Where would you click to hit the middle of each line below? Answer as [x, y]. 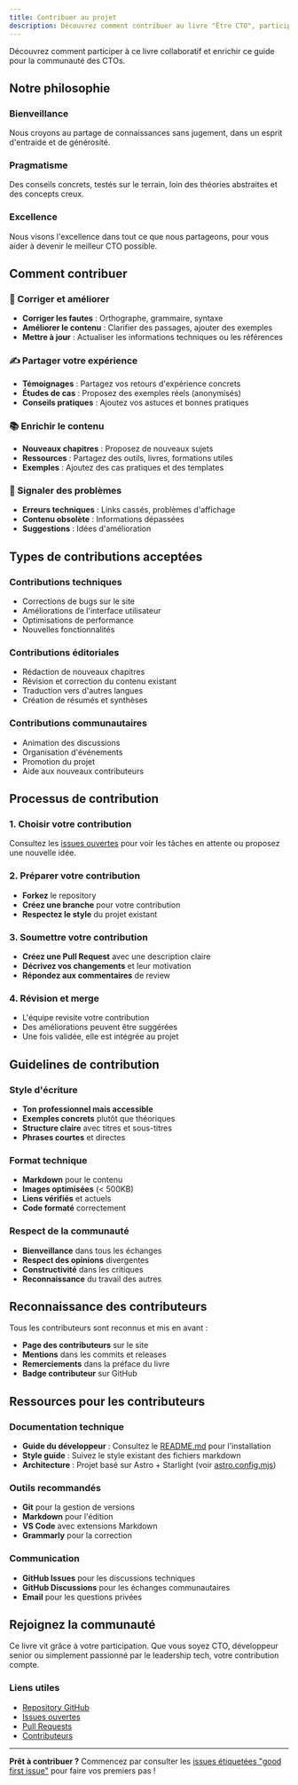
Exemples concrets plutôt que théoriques [98, 1118]
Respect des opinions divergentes [85, 1260]
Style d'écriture [43, 1090]
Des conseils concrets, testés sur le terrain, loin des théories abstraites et [143, 185]
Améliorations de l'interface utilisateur [91, 611]
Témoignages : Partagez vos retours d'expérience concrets [131, 384]
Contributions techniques [66, 582]
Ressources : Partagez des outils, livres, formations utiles [127, 458]
